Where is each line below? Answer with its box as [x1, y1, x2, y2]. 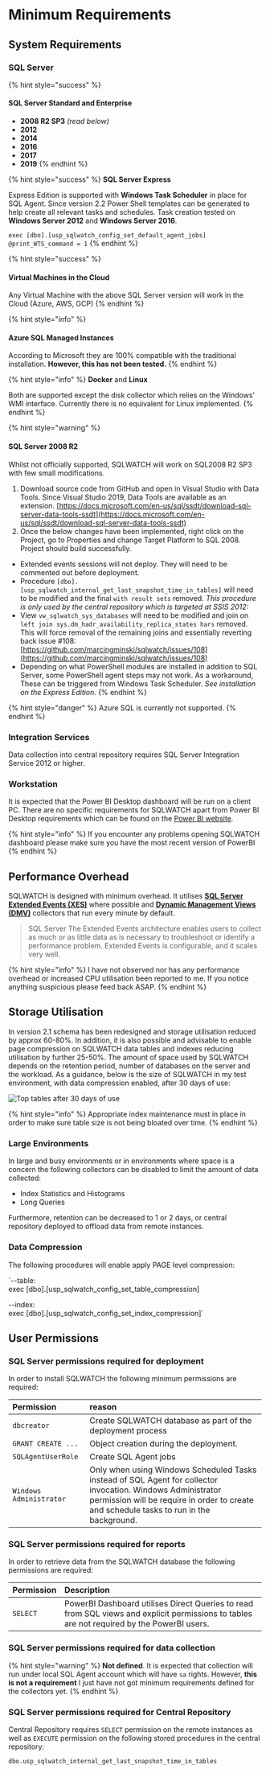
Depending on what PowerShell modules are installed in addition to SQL [19, 661, 258, 671]
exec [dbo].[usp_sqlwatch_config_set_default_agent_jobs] [8, 232, 207, 240]
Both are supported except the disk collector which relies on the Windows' [8, 390, 256, 400]
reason [89, 1401, 117, 1413]
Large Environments [8, 1137, 89, 1149]
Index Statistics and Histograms [19, 1189, 126, 1199]
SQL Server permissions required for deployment [8, 1355, 205, 1367]
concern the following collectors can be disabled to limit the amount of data [8, 1165, 259, 1174]
